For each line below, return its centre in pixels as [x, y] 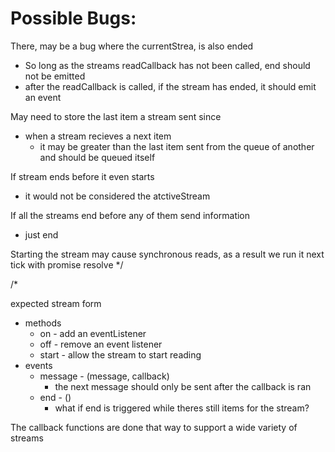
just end [41, 234]
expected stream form [56, 303]
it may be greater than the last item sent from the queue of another [177, 146]
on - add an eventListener [93, 333]
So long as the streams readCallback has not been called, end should [167, 65]
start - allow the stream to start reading [120, 354]
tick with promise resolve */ [67, 264]
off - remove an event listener [101, 344]
